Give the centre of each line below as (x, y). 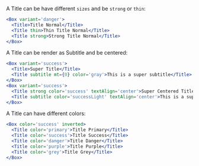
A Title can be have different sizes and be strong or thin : (76, 9)
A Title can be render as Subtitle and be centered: (67, 53)
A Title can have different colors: (46, 114)
